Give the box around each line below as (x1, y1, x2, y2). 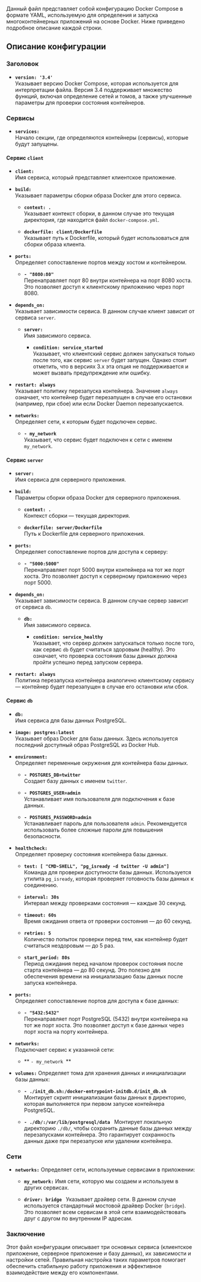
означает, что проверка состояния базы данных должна (32, 652, 178, 660)
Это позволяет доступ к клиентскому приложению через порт (23, 283, 185, 290)
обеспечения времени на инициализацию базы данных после (23, 972, 184, 980)
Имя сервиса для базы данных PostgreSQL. (14, 717, 127, 724)
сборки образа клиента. (23, 241, 86, 248)
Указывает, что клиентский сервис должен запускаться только (32, 350, 195, 357)
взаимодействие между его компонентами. (6, 1269, 119, 1277)
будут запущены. (14, 140, 59, 147)
